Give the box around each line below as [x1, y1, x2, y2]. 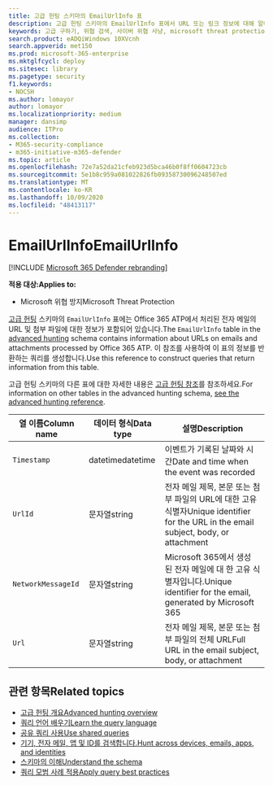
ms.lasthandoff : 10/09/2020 [8, 193, 104, 202]
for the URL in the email [164, 517, 254, 528]
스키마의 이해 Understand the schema [19, 757, 143, 767]
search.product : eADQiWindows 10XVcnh [8, 34, 140, 43]
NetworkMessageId [12, 579, 80, 589]
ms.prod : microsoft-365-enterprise [8, 50, 129, 58]
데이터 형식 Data [93, 418, 152, 430]
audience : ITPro [8, 125, 63, 133]
